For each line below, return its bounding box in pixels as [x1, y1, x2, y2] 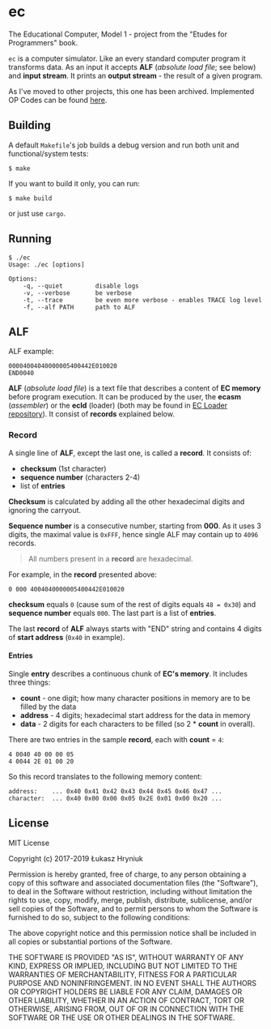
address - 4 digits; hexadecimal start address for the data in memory [19, 710, 251, 719]
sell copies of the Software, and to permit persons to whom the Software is [8, 903, 259, 913]
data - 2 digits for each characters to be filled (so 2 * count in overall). [19, 719, 256, 728]
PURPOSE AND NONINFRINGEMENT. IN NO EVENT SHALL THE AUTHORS [8, 978, 257, 988]
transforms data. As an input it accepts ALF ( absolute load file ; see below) [8, 62, 256, 71]
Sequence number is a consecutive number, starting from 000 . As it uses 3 [8, 521, 261, 531]
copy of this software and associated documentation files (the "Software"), [8, 877, 259, 887]
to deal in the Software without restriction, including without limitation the [8, 886, 252, 896]
